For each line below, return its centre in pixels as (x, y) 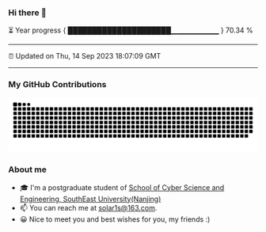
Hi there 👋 (28, 13)
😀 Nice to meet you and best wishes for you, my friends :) (115, 219)
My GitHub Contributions (57, 85)
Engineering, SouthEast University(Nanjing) (90, 199)
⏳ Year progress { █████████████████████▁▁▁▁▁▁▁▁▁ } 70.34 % (131, 30)
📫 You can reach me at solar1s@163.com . (88, 207)
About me (28, 169)
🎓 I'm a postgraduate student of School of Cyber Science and (122, 187)
